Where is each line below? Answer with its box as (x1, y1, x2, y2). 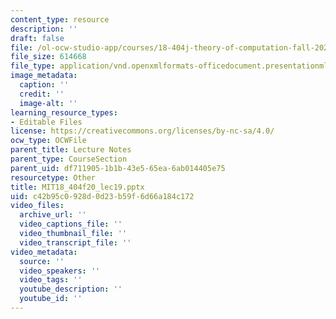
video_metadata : (10, 247, 78, 257)
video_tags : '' (19, 275, 83, 285)
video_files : (10, 201, 65, 211)
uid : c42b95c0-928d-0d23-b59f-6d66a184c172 (10, 191, 195, 201)
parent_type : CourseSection (10, 154, 128, 164)
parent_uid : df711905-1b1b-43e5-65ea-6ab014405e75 (10, 163, 226, 173)
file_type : (10, 61, 56, 71)
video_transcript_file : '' (19, 237, 132, 248)
